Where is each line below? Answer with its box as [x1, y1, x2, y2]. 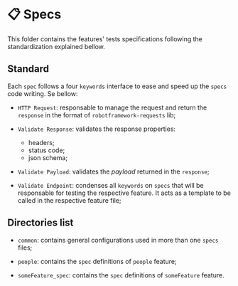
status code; [28, 146, 65, 154]
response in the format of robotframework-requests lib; [17, 110, 176, 119]
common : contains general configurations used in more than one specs [17, 235, 219, 244]
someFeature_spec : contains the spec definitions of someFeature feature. [17, 270, 225, 279]
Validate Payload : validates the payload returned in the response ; [17, 167, 210, 176]
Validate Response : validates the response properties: [17, 125, 176, 133]
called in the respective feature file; [17, 196, 122, 204]
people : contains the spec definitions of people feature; [17, 257, 177, 265]
